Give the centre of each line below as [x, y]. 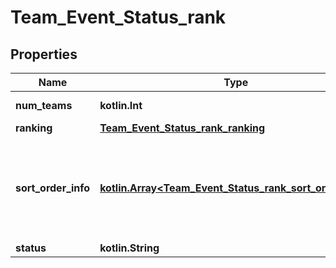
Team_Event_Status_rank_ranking [182, 128]
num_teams [44, 105]
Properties [44, 54]
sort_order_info [53, 188]
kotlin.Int [121, 105]
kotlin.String [129, 248]
